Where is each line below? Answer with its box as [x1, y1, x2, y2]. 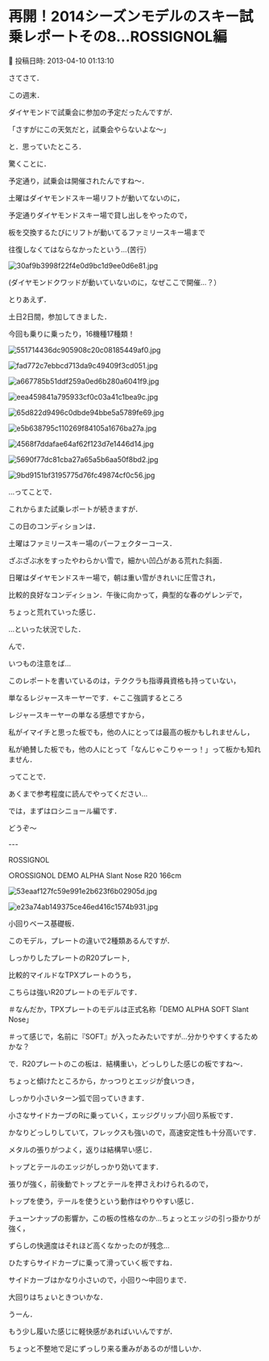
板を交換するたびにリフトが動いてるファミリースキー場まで [8, 227, 205, 237]
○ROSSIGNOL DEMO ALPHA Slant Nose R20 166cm [8, 870, 182, 880]
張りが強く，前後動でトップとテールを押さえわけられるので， [8, 1178, 213, 1188]
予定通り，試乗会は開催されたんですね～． [8, 175, 149, 186]
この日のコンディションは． [8, 521, 101, 531]
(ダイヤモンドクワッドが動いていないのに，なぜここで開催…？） [8, 277, 221, 287]
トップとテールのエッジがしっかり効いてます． [8, 1161, 163, 1171]
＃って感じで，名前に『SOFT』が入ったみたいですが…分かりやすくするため [8, 1031, 259, 1041]
